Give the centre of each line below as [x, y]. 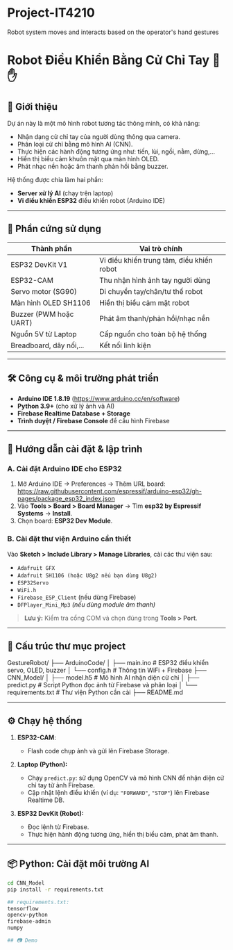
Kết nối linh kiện [125, 345]
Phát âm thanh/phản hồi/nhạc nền [155, 318]
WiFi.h [27, 590]
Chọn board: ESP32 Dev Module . [65, 521]
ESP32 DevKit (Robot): [51, 814]
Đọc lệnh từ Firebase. [58, 827]
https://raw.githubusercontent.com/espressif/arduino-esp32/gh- [110, 491]
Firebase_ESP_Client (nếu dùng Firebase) [77, 597]
